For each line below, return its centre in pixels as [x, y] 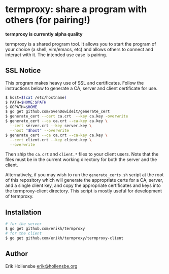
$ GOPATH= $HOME [21, 107]
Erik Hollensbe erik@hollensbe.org [41, 266]
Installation [23, 212]
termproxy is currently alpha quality [44, 34]
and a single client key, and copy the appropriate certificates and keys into [83, 185]
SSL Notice [23, 71]
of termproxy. [20, 197]
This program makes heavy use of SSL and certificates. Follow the [75, 83]
